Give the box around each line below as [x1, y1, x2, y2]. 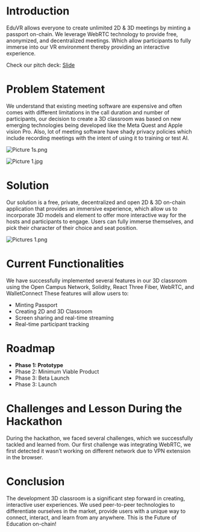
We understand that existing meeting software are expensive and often [6, 102, 183, 110]
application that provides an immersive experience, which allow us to [6, 205, 178, 212]
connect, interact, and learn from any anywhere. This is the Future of [6, 513, 177, 521]
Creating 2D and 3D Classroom [14, 308, 93, 315]
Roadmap [6, 341, 55, 355]
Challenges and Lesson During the [6, 401, 183, 415]
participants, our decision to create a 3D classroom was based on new [6, 115, 182, 122]
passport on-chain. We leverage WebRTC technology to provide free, [6, 30, 178, 37]
